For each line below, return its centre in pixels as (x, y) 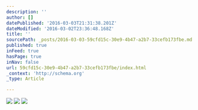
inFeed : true (23, 51)
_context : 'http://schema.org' (45, 73)
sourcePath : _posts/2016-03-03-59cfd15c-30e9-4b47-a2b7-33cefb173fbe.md (99, 40)
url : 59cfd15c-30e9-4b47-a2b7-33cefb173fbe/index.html (76, 68)
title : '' (19, 34)
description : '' (26, 12)
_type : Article (25, 79)
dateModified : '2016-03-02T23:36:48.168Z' (60, 29)
